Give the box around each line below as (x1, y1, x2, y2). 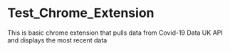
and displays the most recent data (7, 35, 108, 44)
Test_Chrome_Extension (7, 5, 155, 21)
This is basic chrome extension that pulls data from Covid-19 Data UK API (7, 28, 223, 37)
